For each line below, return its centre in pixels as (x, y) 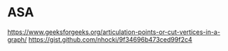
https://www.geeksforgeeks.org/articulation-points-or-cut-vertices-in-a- (114, 32)
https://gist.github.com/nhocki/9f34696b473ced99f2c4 (110, 39)
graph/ (17, 39)
